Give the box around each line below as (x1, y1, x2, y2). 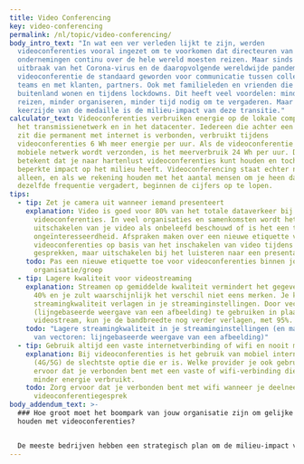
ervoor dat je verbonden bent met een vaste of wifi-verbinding (33, 366, 281, 375)
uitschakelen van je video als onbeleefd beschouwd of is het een (33, 223, 290, 232)
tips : (9, 190, 30, 199)
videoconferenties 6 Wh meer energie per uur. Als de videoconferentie (17, 139, 294, 148)
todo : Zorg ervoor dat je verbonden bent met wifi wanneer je (25, 384, 265, 393)
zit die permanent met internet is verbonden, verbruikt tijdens (17, 131, 270, 140)
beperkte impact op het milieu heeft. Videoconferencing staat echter (17, 165, 290, 174)
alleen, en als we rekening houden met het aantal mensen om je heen (17, 173, 285, 182)
